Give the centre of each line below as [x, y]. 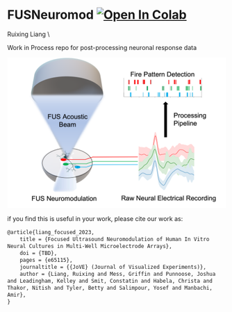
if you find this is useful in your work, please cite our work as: [95, 219]
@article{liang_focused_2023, [51, 233]
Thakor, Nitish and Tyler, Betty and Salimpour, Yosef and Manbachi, [110, 288]
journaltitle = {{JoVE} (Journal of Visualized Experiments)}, [113, 268]
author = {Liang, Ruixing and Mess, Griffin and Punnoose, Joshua [118, 274]
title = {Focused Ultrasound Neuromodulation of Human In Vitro [115, 240]
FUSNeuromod [50, 15]
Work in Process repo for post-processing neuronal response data [102, 47]
